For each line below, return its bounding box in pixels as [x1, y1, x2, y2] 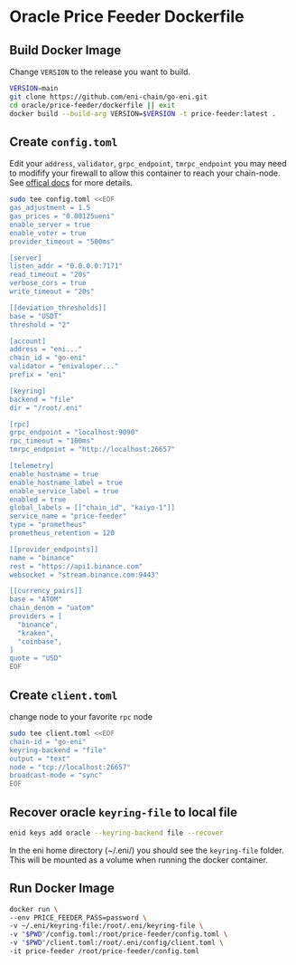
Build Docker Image [9, 43, 122, 58]
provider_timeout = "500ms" [9, 237, 116, 246]
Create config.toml [9, 134, 118, 149]
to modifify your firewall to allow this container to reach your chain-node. [9, 167, 282, 178]
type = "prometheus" [9, 521, 88, 530]
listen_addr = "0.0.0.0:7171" [9, 262, 124, 271]
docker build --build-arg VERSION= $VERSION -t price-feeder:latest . [9, 109, 277, 119]
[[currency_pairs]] [9, 587, 83, 596]
